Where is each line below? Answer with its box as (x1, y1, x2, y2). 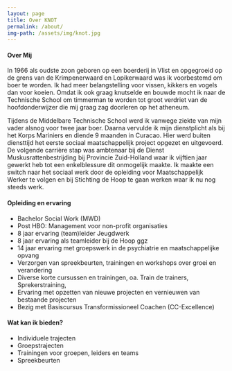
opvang (17, 251, 39, 259)
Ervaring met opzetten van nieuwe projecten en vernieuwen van (17, 288, 200, 296)
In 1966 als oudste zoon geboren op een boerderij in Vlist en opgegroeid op (7, 67, 223, 75)
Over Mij (7, 51, 33, 59)
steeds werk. (7, 183, 44, 191)
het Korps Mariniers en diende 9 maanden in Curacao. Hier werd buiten (7, 131, 211, 139)
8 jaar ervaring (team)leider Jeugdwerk (17, 229, 130, 237)
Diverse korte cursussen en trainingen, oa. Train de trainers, (17, 273, 189, 282)
